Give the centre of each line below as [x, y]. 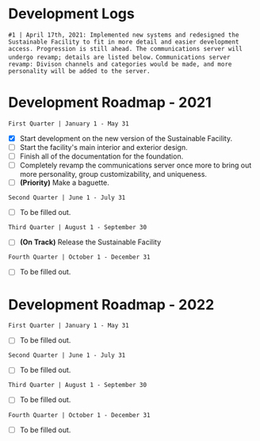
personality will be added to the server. [79, 71]
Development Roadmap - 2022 [111, 304]
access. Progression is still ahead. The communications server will [126, 48]
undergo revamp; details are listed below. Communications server [119, 57]
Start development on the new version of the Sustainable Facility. [126, 138]
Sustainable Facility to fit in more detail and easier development [124, 42]
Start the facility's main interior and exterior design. [103, 147]
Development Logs [71, 14]
